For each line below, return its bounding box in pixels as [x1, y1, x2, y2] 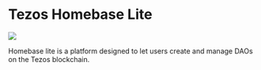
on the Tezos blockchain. [8, 54, 90, 64]
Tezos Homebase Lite [8, 6, 153, 24]
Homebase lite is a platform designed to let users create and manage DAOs [8, 46, 253, 56]
